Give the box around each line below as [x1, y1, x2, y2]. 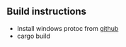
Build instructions [6, 6, 86, 18]
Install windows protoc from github [16, 24, 119, 32]
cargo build [16, 32, 50, 40]
